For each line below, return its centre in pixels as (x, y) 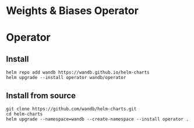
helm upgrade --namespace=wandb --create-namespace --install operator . (98, 119)
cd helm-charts (24, 114)
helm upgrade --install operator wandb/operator (66, 78)
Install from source (41, 96)
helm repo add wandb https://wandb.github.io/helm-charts (78, 72)
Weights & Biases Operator (72, 11)
